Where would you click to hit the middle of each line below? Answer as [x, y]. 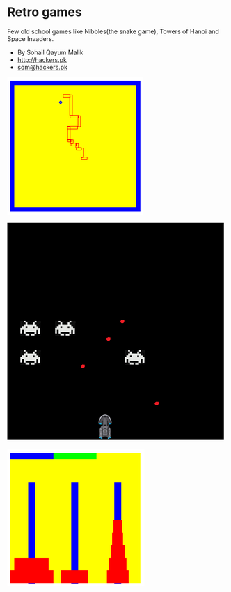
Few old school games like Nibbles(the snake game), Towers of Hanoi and [113, 31]
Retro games [45, 12]
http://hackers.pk [42, 59]
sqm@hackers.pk [42, 67]
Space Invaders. [31, 38]
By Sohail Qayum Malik [50, 52]
